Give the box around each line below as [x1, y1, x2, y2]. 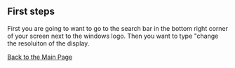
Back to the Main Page [7, 53, 73, 61]
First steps [7, 6, 55, 18]
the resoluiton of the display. [7, 39, 90, 48]
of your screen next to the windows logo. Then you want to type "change [7, 32, 219, 40]
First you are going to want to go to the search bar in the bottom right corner [7, 24, 229, 32]
